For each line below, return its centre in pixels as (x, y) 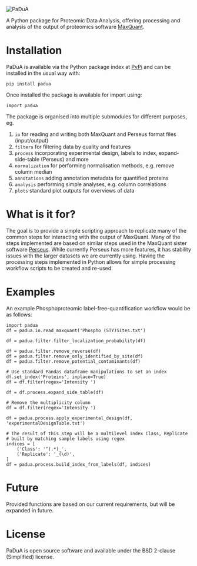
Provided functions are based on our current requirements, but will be (91, 504)
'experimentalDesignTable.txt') (46, 423)
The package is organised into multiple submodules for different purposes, (96, 116)
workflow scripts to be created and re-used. (59, 268)
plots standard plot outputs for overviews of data (74, 190)
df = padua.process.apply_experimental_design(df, (69, 418)
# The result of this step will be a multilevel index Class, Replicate (97, 433)
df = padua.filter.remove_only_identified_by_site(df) (75, 356)
